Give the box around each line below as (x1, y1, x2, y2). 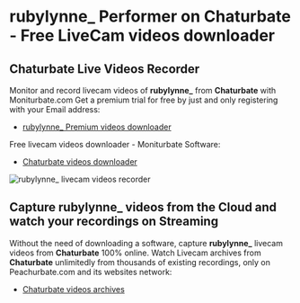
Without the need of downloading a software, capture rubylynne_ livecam (9, 237, 283, 248)
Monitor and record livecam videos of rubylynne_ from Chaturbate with (9, 85, 277, 95)
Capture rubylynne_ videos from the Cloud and (9, 200, 277, 215)
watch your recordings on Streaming (9, 214, 218, 229)
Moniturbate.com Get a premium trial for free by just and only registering (9, 94, 278, 105)
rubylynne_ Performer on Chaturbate (9, 6, 292, 27)
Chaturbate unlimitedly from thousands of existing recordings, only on (9, 256, 271, 267)
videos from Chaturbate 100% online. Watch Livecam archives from (9, 247, 262, 258)
